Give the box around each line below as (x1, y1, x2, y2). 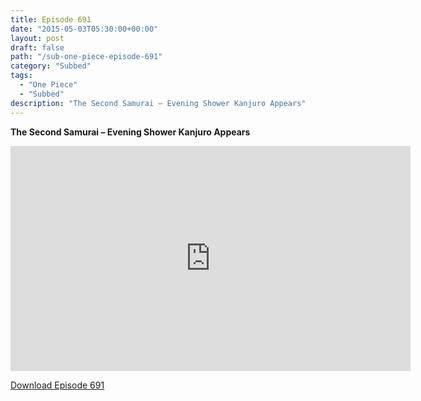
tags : (10, 71, 33, 81)
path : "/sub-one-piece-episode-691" (10, 52, 163, 62)
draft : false (10, 42, 65, 53)
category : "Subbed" (10, 61, 92, 71)
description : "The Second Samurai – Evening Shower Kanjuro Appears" (10, 98, 307, 108)
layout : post (10, 33, 65, 43)
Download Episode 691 (10, 379, 105, 391)
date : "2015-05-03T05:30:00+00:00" (10, 24, 159, 34)
